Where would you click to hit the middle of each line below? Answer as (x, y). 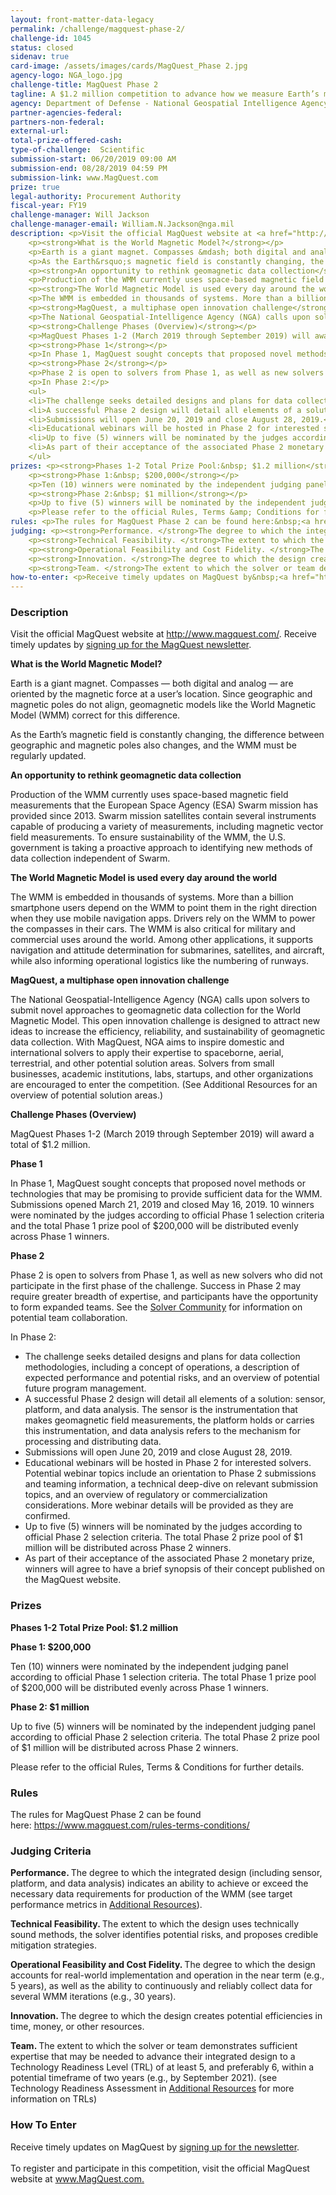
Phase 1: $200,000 (51, 1647)
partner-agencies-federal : (66, 112)
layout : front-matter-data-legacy (82, 19)
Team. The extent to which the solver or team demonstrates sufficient (154, 2046)
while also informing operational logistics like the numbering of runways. (159, 961)
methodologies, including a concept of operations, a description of (162, 1367)
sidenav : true (40, 57)
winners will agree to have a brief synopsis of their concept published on (174, 1569)
